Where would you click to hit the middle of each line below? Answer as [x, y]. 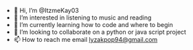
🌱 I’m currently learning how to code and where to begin [93, 25]
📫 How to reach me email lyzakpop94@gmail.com [86, 40]
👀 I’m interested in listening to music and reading [82, 18]
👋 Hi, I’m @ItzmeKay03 [46, 10]
